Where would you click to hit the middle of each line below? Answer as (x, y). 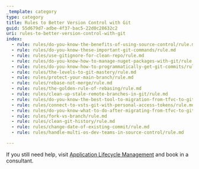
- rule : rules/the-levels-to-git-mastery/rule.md (74, 72)
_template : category (32, 12)
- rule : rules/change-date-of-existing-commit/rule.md (81, 127)
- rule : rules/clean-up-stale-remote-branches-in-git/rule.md (90, 94)
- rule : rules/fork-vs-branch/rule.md (60, 116)
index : (14, 39)
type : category (25, 17)
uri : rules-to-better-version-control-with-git (66, 34)
